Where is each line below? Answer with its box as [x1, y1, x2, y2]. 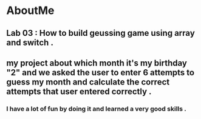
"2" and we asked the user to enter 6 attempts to [6, 67, 195, 78]
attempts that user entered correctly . [6, 86, 152, 97]
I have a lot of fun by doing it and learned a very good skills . [6, 104, 187, 113]
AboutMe [6, 4, 55, 18]
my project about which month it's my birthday [6, 58, 187, 68]
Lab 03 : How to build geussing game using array [6, 28, 196, 38]
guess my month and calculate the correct [6, 76, 170, 87]
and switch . [6, 37, 53, 47]
